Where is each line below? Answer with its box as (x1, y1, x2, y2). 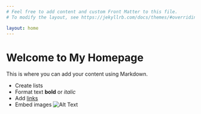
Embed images (14, 101, 52, 108)
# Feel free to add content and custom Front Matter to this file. (6, 8, 178, 15)
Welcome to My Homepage (6, 51, 144, 64)
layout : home (6, 25, 39, 31)
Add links (14, 95, 38, 102)
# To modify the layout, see (6, 14, 79, 20)
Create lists (14, 82, 43, 90)
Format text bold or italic (14, 88, 76, 95)
